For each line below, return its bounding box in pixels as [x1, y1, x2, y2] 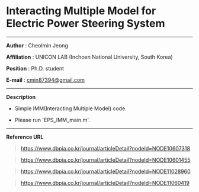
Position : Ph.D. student [6, 65, 64, 72]
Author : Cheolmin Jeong [6, 41, 68, 49]
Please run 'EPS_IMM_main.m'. [14, 116, 91, 123]
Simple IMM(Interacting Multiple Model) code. [14, 105, 127, 112]
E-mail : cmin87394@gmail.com [6, 76, 85, 84]
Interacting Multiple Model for [6, 4, 156, 18]
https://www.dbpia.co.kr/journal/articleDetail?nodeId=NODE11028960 [20, 168, 191, 175]
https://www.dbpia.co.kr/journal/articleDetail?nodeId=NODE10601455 [20, 156, 191, 164]
